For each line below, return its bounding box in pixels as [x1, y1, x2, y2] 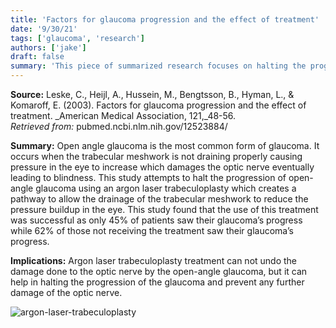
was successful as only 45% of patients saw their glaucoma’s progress [10, 214, 303, 226]
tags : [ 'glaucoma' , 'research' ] [10, 33, 145, 43]
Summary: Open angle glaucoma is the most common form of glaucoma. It [10, 140, 320, 151]
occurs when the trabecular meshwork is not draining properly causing [10, 151, 303, 162]
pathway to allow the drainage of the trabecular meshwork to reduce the [10, 193, 309, 205]
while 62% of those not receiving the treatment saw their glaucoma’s [10, 225, 294, 236]
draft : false [10, 52, 65, 62]
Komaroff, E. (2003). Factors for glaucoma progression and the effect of [10, 99, 307, 111]
